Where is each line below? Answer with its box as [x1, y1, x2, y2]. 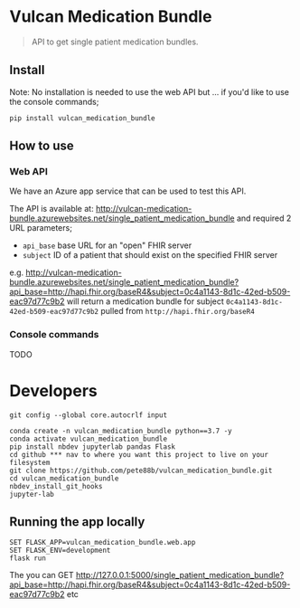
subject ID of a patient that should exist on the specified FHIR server [22, 250, 278, 261]
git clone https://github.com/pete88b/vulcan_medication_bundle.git [9, 466, 273, 475]
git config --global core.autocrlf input [9, 410, 168, 420]
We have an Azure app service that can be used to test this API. [9, 185, 247, 196]
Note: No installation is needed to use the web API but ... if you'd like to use [9, 86, 289, 97]
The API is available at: [9, 204, 94, 214]
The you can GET [9, 570, 74, 581]
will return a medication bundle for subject [66, 296, 224, 307]
